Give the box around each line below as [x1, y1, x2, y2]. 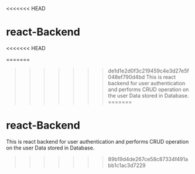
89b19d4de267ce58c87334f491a [108, 155, 189, 162]
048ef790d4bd [108, 73, 145, 81]
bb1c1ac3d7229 [108, 162, 146, 169]
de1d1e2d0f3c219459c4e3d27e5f [108, 67, 189, 74]
